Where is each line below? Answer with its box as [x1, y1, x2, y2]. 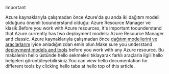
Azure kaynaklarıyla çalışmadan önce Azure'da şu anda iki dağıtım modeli [5, 14, 160, 20]
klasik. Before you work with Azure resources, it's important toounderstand [5, 25, 162, 31]
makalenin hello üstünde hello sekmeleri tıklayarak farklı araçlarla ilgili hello [5, 52, 163, 58]
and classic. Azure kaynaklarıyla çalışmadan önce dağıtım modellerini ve [5, 36, 157, 42]
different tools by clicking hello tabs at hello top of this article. [5, 63, 135, 69]
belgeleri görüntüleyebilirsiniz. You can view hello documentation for [5, 58, 148, 63]
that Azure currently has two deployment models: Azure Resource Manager [5, 31, 164, 36]
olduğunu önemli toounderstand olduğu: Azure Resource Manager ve [5, 20, 151, 26]
